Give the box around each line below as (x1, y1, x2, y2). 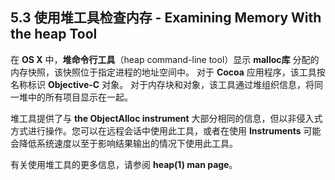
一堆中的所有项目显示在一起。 (10, 91, 133, 103)
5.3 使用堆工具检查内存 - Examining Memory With (10, 9, 322, 27)
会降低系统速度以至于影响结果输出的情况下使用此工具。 (10, 137, 238, 149)
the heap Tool (10, 26, 98, 43)
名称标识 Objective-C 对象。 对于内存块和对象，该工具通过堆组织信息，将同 (10, 78, 324, 90)
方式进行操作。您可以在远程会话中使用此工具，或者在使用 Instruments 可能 (10, 124, 322, 137)
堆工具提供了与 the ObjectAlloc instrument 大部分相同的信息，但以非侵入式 (10, 112, 323, 124)
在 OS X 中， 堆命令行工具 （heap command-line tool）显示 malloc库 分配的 (10, 53, 320, 65)
